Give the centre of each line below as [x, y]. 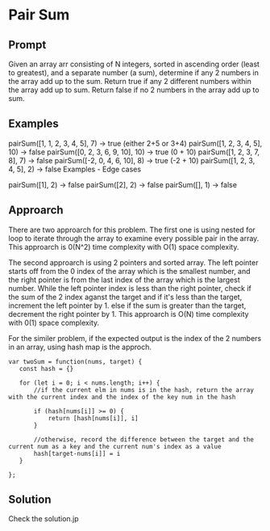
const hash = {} [46, 369]
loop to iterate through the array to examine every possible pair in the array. [134, 238]
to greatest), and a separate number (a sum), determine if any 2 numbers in [134, 73]
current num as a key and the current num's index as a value [115, 446]
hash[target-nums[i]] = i [77, 453]
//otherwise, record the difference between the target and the [143, 439]
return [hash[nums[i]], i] [93, 418]
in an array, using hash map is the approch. [80, 347]
